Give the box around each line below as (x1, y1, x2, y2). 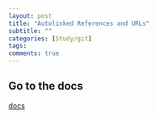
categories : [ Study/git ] (8, 34, 92, 43)
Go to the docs (8, 79, 83, 93)
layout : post (8, 11, 53, 20)
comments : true (8, 49, 60, 57)
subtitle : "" (8, 27, 53, 35)
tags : (8, 42, 27, 50)
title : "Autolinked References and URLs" (8, 19, 150, 27)
